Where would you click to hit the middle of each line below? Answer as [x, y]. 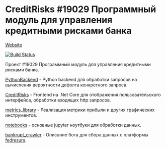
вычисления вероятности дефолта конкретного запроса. [66, 85]
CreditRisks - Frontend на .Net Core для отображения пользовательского [83, 94]
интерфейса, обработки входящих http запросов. [58, 100]
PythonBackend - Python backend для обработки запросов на [71, 79]
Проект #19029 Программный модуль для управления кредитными [78, 64]
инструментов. [21, 115]
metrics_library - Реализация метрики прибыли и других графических [80, 110]
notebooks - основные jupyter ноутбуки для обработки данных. [73, 125]
